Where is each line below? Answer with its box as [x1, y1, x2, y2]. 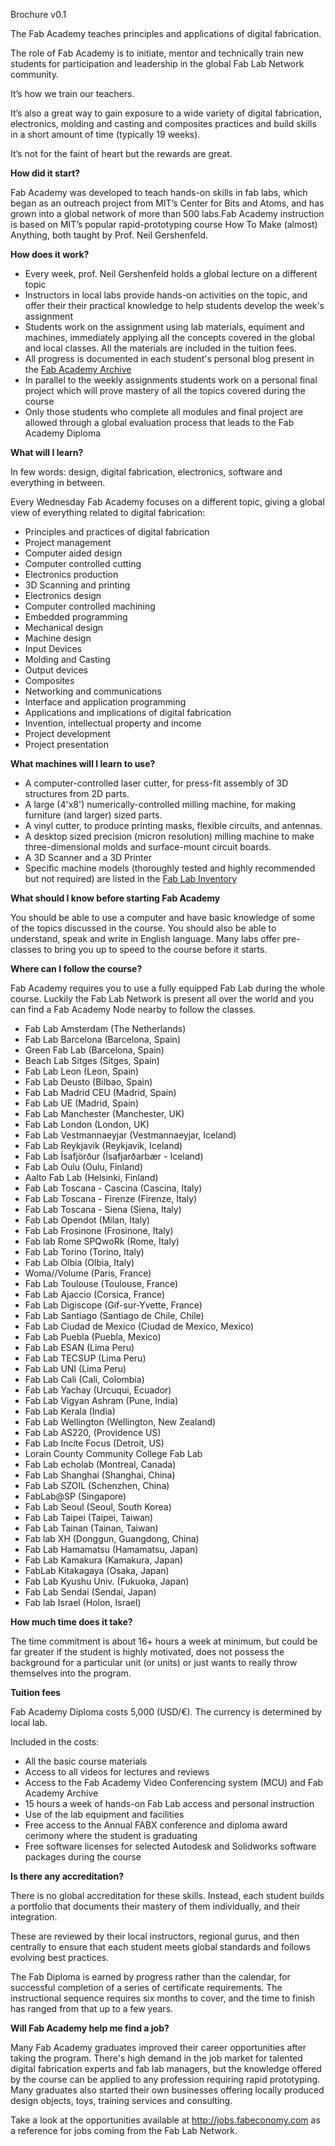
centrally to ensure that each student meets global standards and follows [10, 1941, 311, 1953]
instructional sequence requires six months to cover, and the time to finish [10, 1992, 316, 2004]
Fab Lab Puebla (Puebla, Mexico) [24, 1331, 162, 1343]
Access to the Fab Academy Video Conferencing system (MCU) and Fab [24, 1777, 324, 1788]
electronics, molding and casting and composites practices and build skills [10, 118, 317, 129]
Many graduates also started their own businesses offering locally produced [10, 2084, 325, 2096]
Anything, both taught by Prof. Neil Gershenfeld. [10, 229, 208, 241]
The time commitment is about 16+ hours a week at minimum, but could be [10, 1635, 318, 1647]
